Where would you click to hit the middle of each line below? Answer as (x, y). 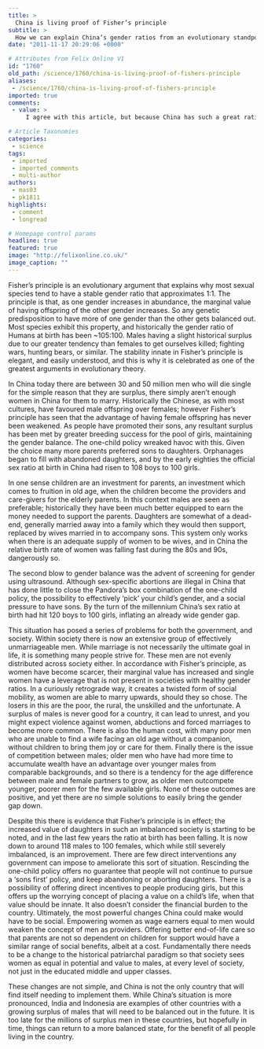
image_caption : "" (38, 263)
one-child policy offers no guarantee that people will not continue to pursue (130, 870)
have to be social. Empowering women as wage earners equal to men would (132, 921)
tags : (17, 153)
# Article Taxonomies (44, 132)
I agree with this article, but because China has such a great (133, 118)
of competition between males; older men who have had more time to (121, 755)
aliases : (22, 81)
